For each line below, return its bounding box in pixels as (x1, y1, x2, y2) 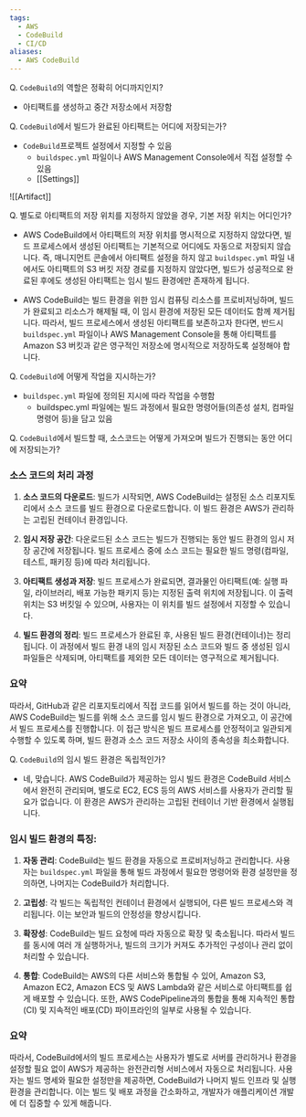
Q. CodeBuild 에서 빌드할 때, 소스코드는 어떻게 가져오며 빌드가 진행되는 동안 (9, 433, 276, 443)
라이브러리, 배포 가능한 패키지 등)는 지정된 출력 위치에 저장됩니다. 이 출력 (35, 587, 294, 598)
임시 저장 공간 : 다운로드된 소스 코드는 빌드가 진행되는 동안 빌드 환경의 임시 (22, 533, 286, 544)
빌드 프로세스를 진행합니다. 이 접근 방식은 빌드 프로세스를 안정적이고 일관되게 (18, 722, 292, 733)
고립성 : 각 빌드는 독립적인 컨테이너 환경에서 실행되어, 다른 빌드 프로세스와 (22, 897, 284, 908)
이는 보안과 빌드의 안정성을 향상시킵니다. (57, 908, 201, 919)
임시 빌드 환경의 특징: (9, 832, 98, 845)
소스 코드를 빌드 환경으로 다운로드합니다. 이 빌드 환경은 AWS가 (47, 503, 270, 514)
